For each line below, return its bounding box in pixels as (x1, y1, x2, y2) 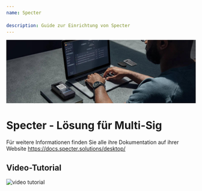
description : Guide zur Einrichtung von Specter (6, 22, 130, 28)
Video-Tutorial (6, 163, 62, 173)
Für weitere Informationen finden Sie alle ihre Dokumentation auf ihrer (6, 139, 179, 146)
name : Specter (6, 10, 42, 16)
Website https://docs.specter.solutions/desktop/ (6, 145, 126, 152)
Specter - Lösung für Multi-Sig (6, 119, 162, 133)
